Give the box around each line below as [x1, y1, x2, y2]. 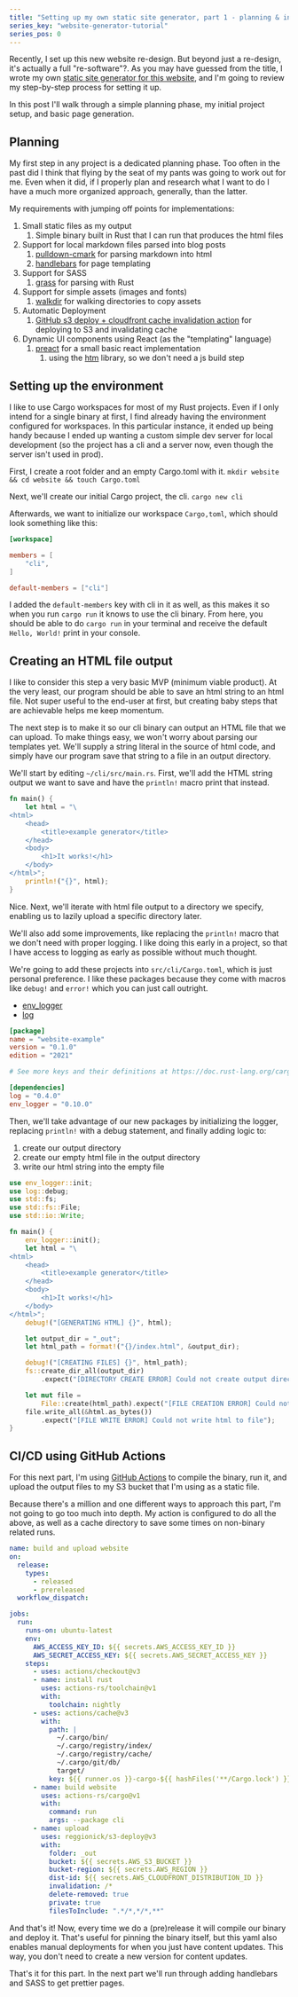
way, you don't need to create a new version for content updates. [9, 1951, 248, 1962]
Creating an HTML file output [9, 653, 173, 668]
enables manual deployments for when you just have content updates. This [9, 1941, 284, 1952]
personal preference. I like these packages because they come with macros [9, 973, 286, 984]
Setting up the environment [9, 378, 164, 393]
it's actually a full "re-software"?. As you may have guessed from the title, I [9, 63, 283, 74]
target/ [56, 1766, 86, 1775]
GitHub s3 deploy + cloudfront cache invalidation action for [35, 315, 253, 326]
